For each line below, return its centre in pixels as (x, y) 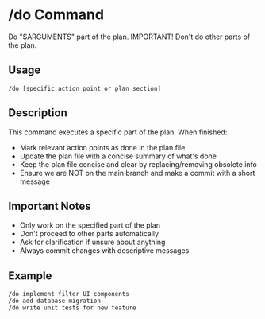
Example (30, 276)
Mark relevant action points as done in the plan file (102, 147)
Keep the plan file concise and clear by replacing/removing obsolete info (138, 164)
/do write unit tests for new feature (72, 308)
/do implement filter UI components (69, 294)
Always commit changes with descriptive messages (104, 251)
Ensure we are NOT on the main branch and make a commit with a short (137, 173)
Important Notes (50, 206)
